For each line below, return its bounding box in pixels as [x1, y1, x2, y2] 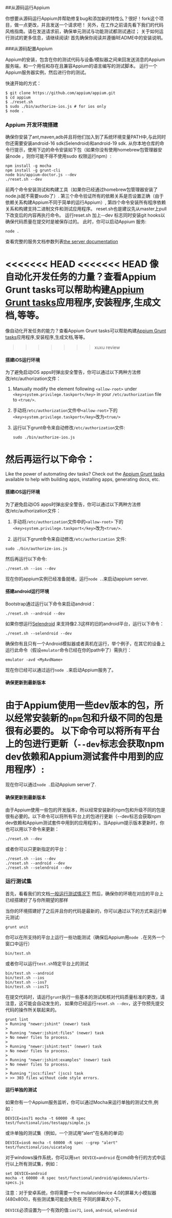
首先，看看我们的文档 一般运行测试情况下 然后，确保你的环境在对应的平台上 [5, 890, 164, 897]
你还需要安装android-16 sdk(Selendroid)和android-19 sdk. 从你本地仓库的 [5, 140, 160, 146]
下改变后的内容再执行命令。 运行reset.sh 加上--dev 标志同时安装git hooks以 [5, 212, 165, 218]
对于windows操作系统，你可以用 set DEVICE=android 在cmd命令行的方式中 [5, 1154, 161, 1160]
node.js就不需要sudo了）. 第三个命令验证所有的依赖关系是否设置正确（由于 [5, 193, 164, 199]
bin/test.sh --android [5, 970, 54, 976]
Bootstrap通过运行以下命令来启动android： [5, 600, 96, 607]
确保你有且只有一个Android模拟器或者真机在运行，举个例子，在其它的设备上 [5, 640, 165, 646]
